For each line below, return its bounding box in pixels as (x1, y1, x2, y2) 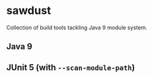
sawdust (6, 4, 51, 18)
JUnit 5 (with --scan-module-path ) (6, 62, 135, 73)
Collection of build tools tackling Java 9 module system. (6, 24, 147, 31)
